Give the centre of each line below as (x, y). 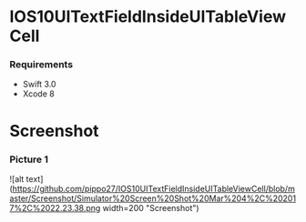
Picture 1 (29, 159)
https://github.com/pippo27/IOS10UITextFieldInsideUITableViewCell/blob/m (154, 188)
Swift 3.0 (39, 85)
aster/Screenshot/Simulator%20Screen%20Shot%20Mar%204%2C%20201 (153, 198)
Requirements (41, 65)
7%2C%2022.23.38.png (55, 207)
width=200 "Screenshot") (151, 207)
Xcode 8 (38, 94)
